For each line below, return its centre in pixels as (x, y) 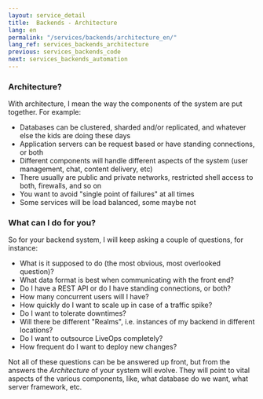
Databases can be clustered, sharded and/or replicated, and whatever (133, 127)
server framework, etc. (45, 387)
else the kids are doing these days (75, 136)
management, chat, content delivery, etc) (86, 169)
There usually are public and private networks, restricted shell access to (136, 178)
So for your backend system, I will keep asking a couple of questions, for (126, 240)
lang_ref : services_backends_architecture (79, 45)
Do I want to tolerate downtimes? (73, 313)
